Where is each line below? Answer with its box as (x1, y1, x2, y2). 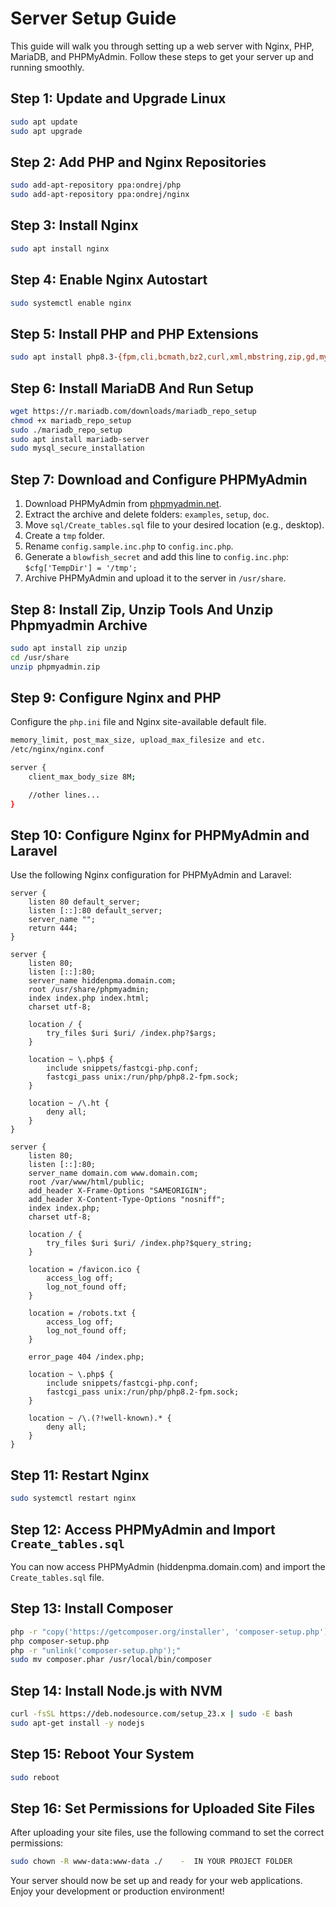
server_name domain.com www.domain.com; (28, 1168, 199, 1179)
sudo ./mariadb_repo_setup (10, 425, 123, 435)
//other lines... (28, 790, 101, 800)
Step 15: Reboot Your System (10, 1746, 195, 1763)
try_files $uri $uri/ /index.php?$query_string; (46, 1238, 253, 1249)
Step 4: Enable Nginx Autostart (10, 272, 208, 289)
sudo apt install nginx (10, 243, 110, 254)
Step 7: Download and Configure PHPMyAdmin (10, 471, 308, 488)
